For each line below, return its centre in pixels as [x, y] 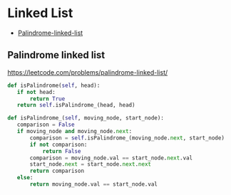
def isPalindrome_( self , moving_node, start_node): [86, 118]
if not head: [36, 92]
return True [47, 99]
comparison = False [46, 125]
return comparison [57, 171]
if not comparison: [58, 144]
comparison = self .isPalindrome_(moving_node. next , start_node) [127, 138]
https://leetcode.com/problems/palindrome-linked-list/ [88, 72]
